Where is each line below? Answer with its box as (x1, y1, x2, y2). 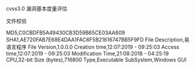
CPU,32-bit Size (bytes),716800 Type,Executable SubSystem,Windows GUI (6, 56, 187, 63)
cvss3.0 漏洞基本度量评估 (6, 5, 68, 12)
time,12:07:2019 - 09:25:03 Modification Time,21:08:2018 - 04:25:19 (6, 50, 169, 57)
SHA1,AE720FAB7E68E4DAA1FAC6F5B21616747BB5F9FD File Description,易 (6, 36, 190, 43)
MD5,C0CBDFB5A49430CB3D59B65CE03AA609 (6, 29, 126, 36)
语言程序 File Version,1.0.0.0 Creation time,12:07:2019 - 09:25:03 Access (6, 43, 180, 50)
